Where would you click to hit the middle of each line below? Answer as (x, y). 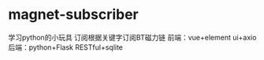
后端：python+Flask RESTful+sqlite (66, 47)
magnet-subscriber (74, 15)
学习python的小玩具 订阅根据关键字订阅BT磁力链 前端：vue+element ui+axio (132, 37)
